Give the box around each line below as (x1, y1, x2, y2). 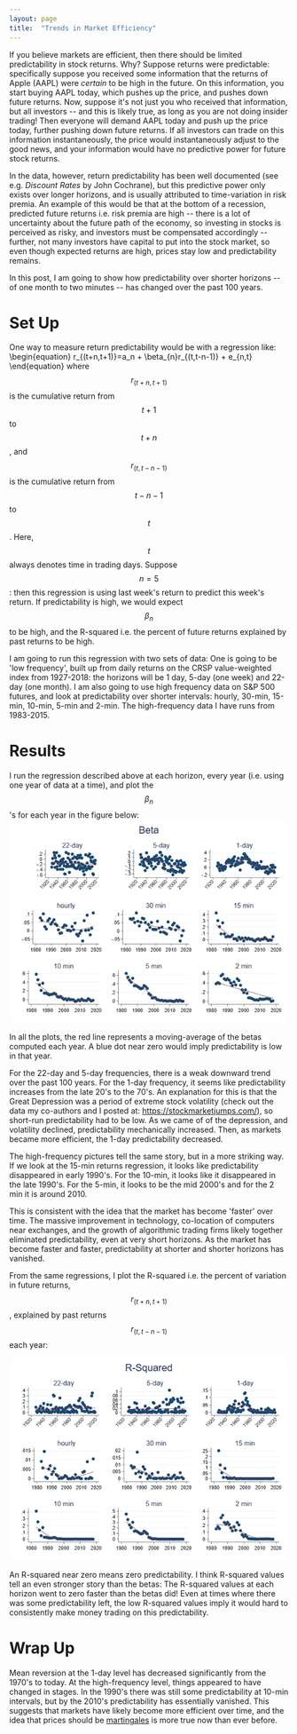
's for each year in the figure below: (9, 809, 140, 820)
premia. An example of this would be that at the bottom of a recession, (9, 198, 267, 209)
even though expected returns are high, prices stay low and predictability (9, 245, 277, 257)
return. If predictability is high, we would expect (9, 597, 184, 607)
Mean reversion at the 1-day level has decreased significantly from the (9, 1667, 267, 1678)
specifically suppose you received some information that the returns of (9, 67, 269, 79)
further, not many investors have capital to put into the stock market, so (9, 236, 270, 247)
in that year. (9, 1050, 53, 1061)
